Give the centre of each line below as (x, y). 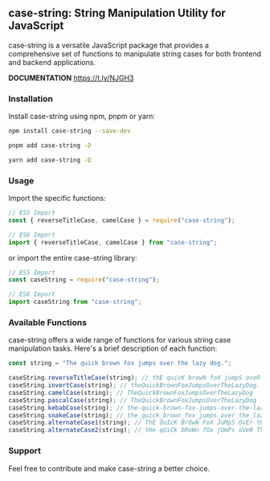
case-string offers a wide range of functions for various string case (120, 340)
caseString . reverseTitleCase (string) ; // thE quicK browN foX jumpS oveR (135, 378)
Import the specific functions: (57, 198)
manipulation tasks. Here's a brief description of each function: (113, 348)
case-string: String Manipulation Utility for (117, 13)
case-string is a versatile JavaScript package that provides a (108, 45)
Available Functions (47, 323)
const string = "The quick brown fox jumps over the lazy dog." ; (120, 364)
